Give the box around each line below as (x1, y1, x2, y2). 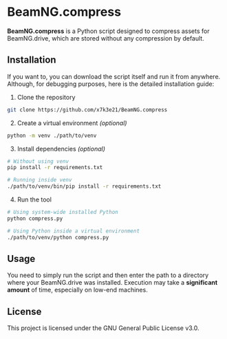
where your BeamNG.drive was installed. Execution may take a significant (7, 278, 218, 287)
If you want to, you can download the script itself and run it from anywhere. (7, 72, 221, 80)
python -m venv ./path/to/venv (7, 132, 97, 139)
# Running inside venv (7, 177, 72, 184)
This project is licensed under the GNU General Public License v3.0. (7, 324, 199, 332)
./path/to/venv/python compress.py (7, 234, 109, 241)
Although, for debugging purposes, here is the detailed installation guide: (7, 80, 215, 88)
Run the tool (17, 195, 52, 204)
